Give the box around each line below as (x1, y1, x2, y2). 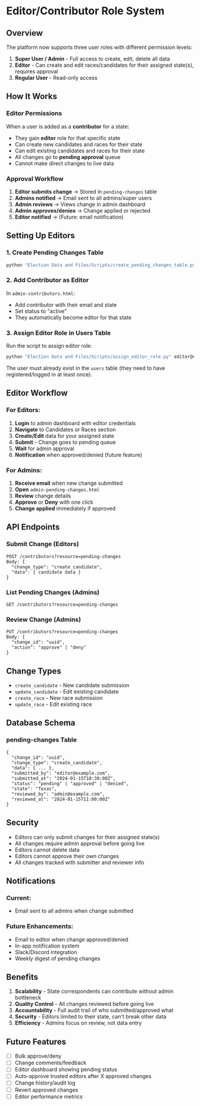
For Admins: (6, 466, 43, 474)
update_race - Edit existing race (14, 701, 92, 708)
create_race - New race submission (14, 694, 103, 702)
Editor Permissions (6, 109, 62, 117)
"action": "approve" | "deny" (11, 644, 86, 650)
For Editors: (6, 406, 40, 415)
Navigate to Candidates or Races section (14, 426, 116, 433)
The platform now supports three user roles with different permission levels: (6, 43, 192, 51)
